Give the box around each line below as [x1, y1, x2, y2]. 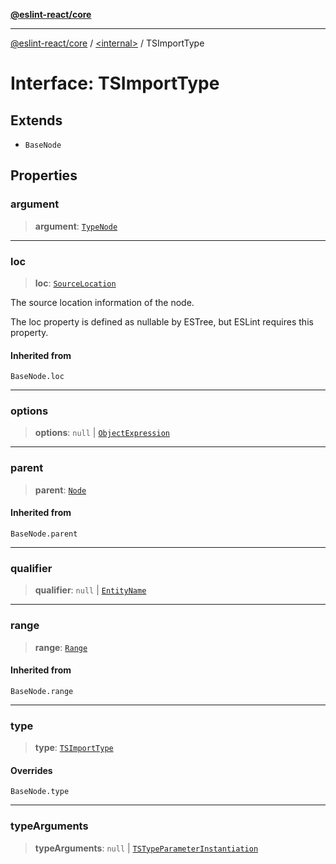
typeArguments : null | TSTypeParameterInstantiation [34, 842, 259, 854]
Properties [10, 167, 78, 184]
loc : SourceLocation [34, 277, 117, 289]
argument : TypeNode [34, 220, 118, 232]
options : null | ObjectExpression [34, 427, 170, 439]
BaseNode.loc [10, 372, 65, 382]
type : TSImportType [34, 742, 114, 754]
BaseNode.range [10, 686, 74, 696]
